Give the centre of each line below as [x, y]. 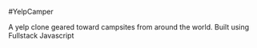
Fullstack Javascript [41, 36]
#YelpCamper [31, 12]
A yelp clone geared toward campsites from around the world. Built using [129, 27]
